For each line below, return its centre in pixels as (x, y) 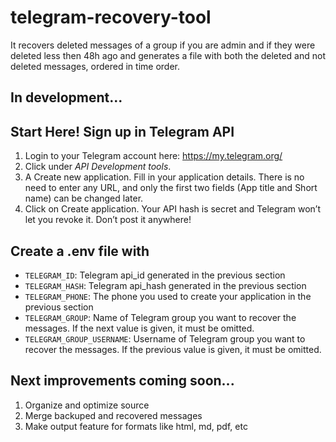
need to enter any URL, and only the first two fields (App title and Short (171, 188)
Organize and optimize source (87, 405)
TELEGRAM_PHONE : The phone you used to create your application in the (168, 296)
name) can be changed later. (84, 198)
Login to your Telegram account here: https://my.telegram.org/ (153, 156)
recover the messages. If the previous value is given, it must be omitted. (173, 349)
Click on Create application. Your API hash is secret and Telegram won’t (172, 209)
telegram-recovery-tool (111, 17)
